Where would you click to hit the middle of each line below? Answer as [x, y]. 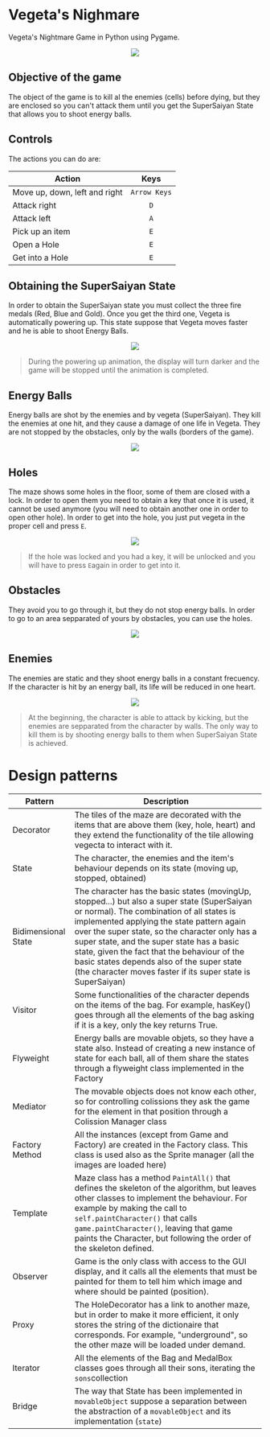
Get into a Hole [41, 257]
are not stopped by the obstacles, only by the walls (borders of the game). [131, 432]
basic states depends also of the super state [158, 961]
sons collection [101, 1377]
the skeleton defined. [114, 1248]
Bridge [25, 1406]
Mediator [29, 1106]
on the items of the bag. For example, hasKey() [163, 1005]
